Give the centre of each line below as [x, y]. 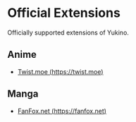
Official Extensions [64, 13]
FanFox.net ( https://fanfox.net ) [62, 111]
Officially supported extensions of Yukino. [68, 32]
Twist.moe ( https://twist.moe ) [60, 71]
